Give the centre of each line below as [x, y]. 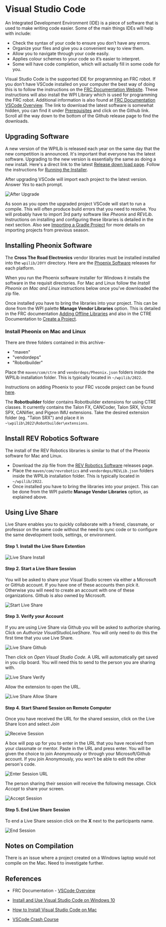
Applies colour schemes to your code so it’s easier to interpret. [76, 58]
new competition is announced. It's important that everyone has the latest [80, 154]
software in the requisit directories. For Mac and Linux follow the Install [78, 283]
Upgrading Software [37, 136]
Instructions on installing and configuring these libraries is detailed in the [79, 219]
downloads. [17, 121]
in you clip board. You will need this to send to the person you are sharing [80, 662]
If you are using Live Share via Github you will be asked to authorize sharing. [83, 627]
